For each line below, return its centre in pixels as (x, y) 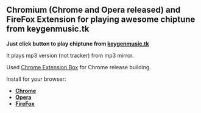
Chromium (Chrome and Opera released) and (93, 10)
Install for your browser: (36, 79)
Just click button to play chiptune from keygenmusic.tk (78, 43)
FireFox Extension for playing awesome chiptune (101, 20)
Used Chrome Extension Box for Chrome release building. (79, 67)
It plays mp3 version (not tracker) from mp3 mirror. (70, 55)
